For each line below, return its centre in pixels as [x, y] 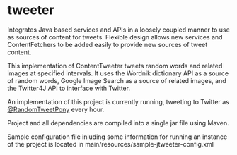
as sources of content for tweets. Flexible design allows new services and [115, 37]
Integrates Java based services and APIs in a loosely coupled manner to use [118, 30]
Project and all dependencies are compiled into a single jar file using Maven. [118, 123]
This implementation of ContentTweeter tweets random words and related [115, 66]
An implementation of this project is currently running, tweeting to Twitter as [118, 101]
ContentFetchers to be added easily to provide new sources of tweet [108, 44]
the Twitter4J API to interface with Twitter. [69, 88]
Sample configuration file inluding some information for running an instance [117, 137]
